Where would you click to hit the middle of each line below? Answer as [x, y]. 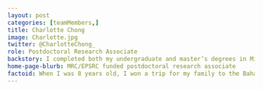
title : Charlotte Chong [46, 30]
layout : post [29, 15]
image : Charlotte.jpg [43, 37]
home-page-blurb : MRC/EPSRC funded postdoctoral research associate [122, 67]
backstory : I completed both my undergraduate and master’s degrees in [127, 59]
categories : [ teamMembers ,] [53, 23]
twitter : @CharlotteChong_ [51, 45]
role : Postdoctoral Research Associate [73, 52]
